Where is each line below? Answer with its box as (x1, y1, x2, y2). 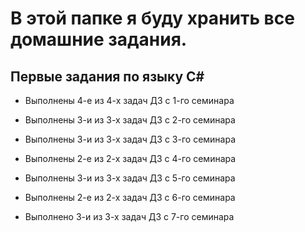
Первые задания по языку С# (10, 68, 205, 85)
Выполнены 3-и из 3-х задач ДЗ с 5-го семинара (24, 172, 236, 184)
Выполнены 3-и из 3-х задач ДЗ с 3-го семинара (24, 133, 237, 145)
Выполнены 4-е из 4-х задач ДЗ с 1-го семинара (24, 95, 235, 106)
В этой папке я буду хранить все (10, 7, 295, 30)
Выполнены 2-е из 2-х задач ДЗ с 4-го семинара (24, 153, 237, 164)
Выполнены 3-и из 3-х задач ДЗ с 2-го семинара (24, 114, 236, 126)
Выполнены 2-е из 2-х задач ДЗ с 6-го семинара (24, 192, 236, 203)
